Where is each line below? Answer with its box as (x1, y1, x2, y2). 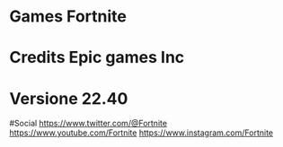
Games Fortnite (9, 6, 128, 27)
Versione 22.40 (9, 88, 128, 108)
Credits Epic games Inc (9, 48, 185, 68)
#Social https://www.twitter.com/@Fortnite (9, 118, 168, 129)
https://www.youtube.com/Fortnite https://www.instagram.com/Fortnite (9, 127, 274, 138)
